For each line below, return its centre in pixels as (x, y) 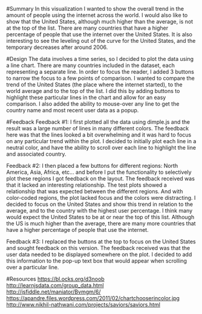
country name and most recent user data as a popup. (73, 110)
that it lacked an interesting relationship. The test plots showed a (87, 185)
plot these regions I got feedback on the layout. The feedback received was (101, 178)
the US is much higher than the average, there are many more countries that (101, 223)
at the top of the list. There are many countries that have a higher (87, 28)
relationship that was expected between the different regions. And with (95, 191)
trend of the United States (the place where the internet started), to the (94, 85)
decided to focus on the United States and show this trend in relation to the (100, 204)
